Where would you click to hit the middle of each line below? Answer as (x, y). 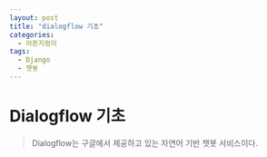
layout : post (34, 18)
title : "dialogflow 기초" (57, 26)
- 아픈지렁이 (37, 43)
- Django (34, 60)
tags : (20, 52)
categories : (32, 34)
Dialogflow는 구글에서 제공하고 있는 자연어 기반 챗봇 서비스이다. (145, 142)
